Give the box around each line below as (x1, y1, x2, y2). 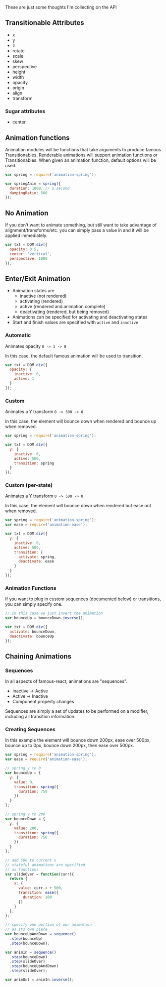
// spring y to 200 (5, 812, 46, 817)
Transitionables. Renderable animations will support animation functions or (5, 152, 158, 158)
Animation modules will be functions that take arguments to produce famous (5, 146, 161, 152)
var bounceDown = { (5, 816, 46, 821)
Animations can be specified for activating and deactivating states (12, 314, 148, 320)
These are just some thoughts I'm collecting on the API (5, 4, 117, 10)
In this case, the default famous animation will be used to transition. (5, 353, 143, 359)
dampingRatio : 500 (9, 190, 48, 196)
